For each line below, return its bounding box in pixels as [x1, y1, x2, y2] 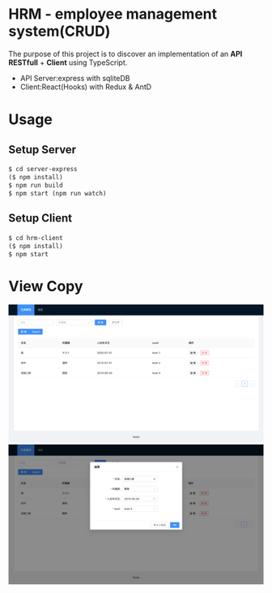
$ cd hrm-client [8, 234, 63, 242]
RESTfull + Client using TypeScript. [8, 58, 128, 67]
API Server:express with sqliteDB [19, 73, 131, 83]
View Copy [8, 277, 83, 295]
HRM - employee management [8, 5, 218, 24]
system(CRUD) [8, 22, 111, 41]
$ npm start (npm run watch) [8, 189, 107, 197]
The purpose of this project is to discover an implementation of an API [8, 49, 243, 58]
